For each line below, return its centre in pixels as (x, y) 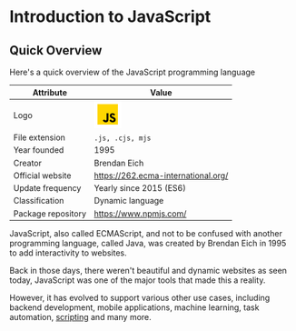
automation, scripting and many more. (80, 317)
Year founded (39, 150)
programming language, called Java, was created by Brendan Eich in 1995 (148, 243)
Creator (28, 163)
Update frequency (47, 188)
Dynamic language (129, 201)
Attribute (50, 92)
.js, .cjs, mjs (123, 138)
